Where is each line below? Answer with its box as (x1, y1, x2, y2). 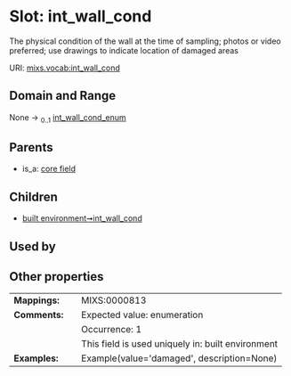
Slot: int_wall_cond (9, 6, 152, 27)
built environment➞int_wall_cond (21, 213, 142, 224)
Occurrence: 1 (81, 323, 142, 336)
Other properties (9, 269, 104, 284)
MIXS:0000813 (81, 294, 147, 307)
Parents (9, 140, 53, 155)
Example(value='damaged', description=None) (81, 352, 278, 364)
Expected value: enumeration (81, 309, 204, 322)
